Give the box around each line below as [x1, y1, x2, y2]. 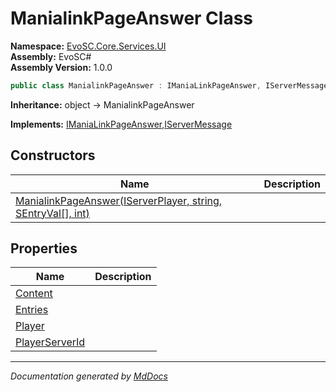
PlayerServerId [15, 335, 86, 349]
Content [15, 287, 53, 301]
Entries [15, 303, 49, 317]
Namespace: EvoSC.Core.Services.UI [10, 40, 167, 52]
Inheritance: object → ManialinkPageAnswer [10, 98, 195, 111]
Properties [10, 240, 78, 257]
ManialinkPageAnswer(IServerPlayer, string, [15, 193, 223, 207]
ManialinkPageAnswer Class [10, 7, 254, 30]
